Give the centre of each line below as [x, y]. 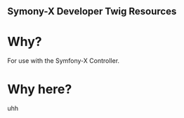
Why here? [40, 89]
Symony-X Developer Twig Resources [92, 12]
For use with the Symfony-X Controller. [64, 61]
